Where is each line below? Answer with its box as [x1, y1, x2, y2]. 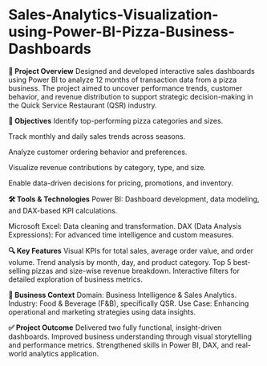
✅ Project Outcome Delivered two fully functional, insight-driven [8, 323, 222, 332]
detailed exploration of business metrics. [8, 274, 143, 284]
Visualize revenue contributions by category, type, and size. [8, 162, 207, 172]
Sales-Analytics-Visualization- [8, 6, 219, 24]
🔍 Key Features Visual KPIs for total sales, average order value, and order [8, 246, 254, 255]
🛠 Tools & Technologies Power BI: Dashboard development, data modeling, [8, 194, 260, 204]
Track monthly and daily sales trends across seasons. [8, 131, 186, 141]
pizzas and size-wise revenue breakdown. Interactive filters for [31, 266, 241, 275]
